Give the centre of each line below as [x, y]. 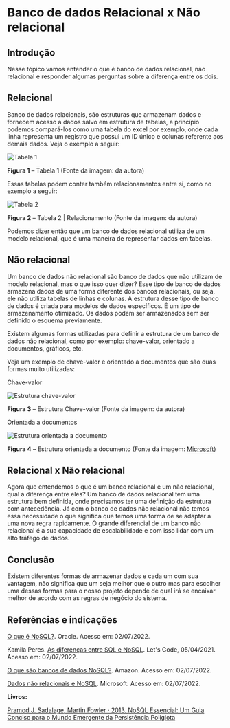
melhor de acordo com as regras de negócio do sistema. [87, 598]
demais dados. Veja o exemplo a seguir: [64, 144]
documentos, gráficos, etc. [45, 348]
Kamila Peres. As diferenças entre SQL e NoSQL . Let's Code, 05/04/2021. [111, 650]
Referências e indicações [62, 620]
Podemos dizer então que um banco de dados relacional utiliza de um [106, 231]
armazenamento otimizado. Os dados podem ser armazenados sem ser [108, 313]
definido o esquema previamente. [55, 320]
